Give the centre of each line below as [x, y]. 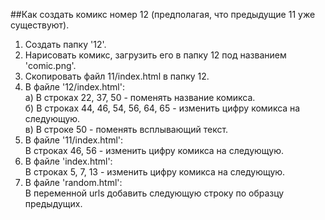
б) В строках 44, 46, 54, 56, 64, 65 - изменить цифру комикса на [162, 108]
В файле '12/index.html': [74, 87]
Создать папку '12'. [65, 44]
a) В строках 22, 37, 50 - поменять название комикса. [140, 97]
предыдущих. [53, 203]
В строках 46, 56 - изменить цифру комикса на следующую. [154, 150]
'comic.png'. [50, 65]
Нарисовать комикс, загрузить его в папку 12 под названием [155, 55]
